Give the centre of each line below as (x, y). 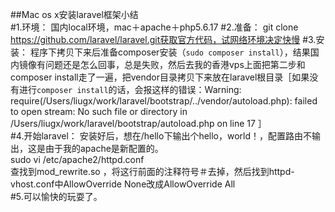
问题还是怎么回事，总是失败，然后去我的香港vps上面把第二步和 (175, 64)
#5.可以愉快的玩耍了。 (56, 196)
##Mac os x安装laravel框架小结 (74, 14)
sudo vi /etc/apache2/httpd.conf (77, 159)
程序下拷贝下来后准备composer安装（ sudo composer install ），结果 (170, 52)
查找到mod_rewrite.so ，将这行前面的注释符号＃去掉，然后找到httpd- (152, 171)
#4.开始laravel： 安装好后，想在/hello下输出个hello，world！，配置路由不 (161, 136)
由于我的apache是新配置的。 (104, 148)
